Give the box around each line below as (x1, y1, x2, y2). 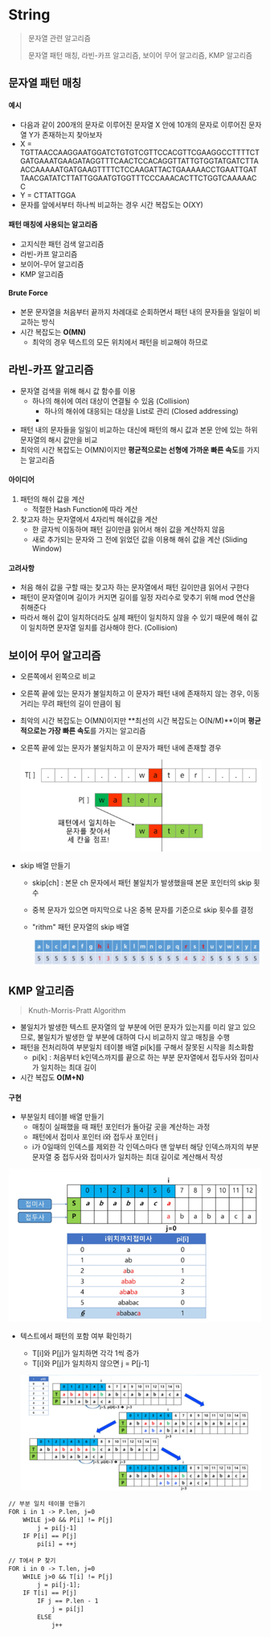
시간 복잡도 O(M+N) (19, 1073, 84, 1082)
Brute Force (8, 288, 48, 298)
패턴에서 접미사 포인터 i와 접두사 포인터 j (31, 1132, 158, 1142)
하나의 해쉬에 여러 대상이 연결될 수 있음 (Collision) (31, 396, 190, 406)
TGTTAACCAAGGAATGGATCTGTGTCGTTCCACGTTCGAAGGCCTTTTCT (19, 147, 260, 157)
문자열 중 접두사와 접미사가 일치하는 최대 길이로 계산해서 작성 (31, 1152, 223, 1162)
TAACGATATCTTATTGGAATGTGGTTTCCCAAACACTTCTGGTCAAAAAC (19, 173, 257, 183)
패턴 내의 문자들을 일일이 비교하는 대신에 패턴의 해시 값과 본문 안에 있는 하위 (19, 424, 259, 434)
